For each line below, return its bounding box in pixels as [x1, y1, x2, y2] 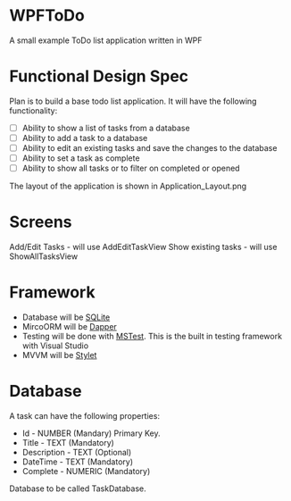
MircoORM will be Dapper [21, 321, 118, 332]
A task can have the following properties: [9, 411, 161, 421]
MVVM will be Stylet [21, 350, 97, 361]
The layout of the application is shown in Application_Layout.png [9, 180, 247, 192]
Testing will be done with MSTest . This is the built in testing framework [21, 331, 283, 342]
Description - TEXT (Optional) [21, 447, 132, 457]
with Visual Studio [21, 340, 89, 351]
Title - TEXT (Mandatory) [21, 438, 114, 447]
